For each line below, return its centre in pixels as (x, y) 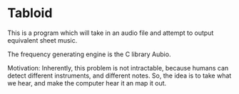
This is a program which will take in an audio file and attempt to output (111, 33)
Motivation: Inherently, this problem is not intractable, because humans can (118, 68)
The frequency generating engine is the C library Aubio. (89, 54)
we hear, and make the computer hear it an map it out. (87, 83)
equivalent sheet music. (42, 40)
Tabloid (30, 13)
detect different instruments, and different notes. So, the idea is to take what (119, 75)
